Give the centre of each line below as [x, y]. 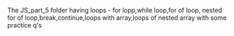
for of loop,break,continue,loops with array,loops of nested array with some [117, 18]
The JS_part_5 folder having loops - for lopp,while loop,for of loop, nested [115, 10]
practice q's [25, 25]
